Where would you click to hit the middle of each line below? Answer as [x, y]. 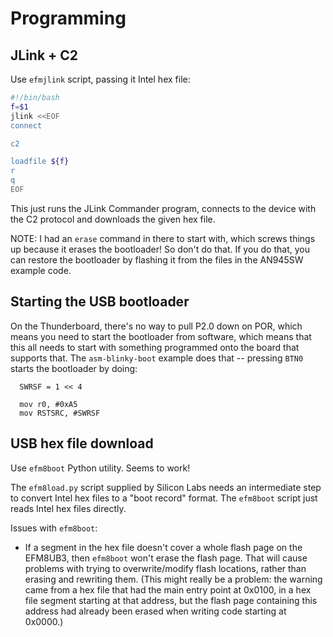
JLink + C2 [44, 55]
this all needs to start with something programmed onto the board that [155, 347]
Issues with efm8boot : [54, 528]
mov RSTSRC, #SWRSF [60, 413]
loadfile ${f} [40, 162]
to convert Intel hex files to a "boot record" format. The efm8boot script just [164, 498]
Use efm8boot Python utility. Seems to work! [100, 468]
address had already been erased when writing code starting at [155, 611]
